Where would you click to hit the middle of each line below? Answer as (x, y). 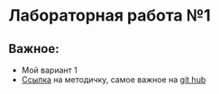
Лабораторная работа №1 (109, 16)
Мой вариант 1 (49, 70)
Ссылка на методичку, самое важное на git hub (114, 80)
